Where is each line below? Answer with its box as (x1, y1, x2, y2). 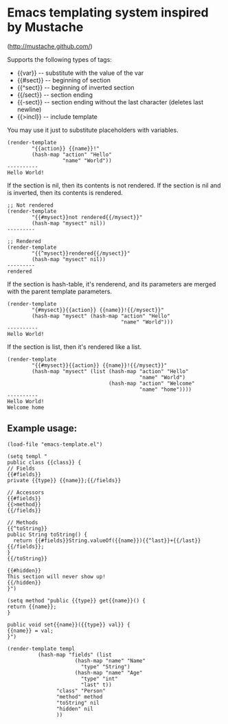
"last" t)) (80, 681, 112, 688)
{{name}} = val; (7, 627, 54, 634)
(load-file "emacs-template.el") (7, 441, 103, 448)
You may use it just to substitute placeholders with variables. (7, 126, 179, 134)
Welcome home (7, 404, 45, 411)
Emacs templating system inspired (7, 5, 209, 21)
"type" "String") (80, 663, 130, 670)
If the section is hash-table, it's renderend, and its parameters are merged (7, 280, 216, 288)
